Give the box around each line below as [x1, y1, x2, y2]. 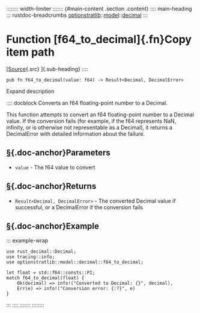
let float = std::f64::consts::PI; [6, 270, 95, 276]
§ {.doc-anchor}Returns [6, 181, 97, 192]
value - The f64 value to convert [14, 163, 95, 171]
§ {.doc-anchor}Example [6, 221, 99, 231]
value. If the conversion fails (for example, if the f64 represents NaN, [6, 117, 177, 124]
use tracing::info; [6, 254, 55, 260]
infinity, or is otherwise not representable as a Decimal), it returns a [6, 124, 173, 131]
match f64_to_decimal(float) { [6, 275, 85, 281]
